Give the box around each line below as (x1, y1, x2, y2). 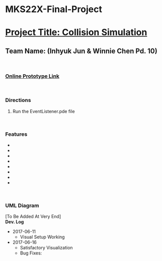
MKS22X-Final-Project (5, 4, 102, 15)
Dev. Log (5, 219, 24, 225)
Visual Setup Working (20, 234, 65, 240)
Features (5, 130, 28, 137)
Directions (5, 97, 31, 104)
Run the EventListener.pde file (12, 108, 75, 114)
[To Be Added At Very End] (5, 214, 61, 220)
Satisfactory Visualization (20, 245, 73, 251)
